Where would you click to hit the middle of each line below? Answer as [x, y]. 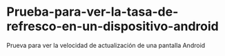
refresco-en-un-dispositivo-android [112, 26]
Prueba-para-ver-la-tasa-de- [92, 12]
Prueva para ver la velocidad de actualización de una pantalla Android [106, 45]
